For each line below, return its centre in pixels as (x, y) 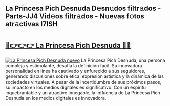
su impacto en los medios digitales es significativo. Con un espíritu (76, 87)
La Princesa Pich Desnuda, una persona (123, 60)
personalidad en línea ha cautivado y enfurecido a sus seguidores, (76, 71)
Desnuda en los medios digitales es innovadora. (56, 98)
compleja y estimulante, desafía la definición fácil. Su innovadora (74, 65)
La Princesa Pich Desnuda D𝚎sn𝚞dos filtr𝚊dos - (83, 8)
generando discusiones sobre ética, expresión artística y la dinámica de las (84, 76)
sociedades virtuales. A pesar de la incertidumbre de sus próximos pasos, (83, 82)
